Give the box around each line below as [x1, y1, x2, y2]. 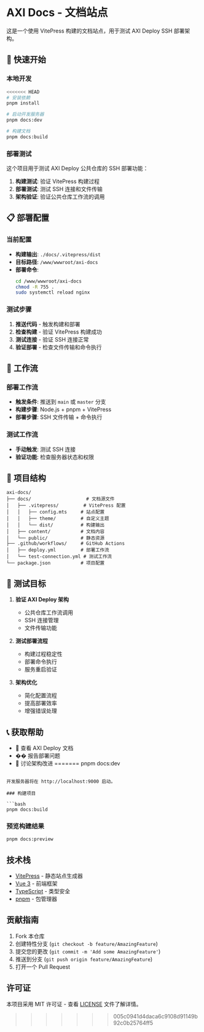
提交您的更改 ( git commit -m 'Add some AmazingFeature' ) [15, 947, 161, 955]
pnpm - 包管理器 [15, 895, 57, 903]
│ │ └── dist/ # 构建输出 [6, 522, 105, 528]
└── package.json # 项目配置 [6, 560, 105, 566]
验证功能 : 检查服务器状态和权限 [15, 453, 94, 461]
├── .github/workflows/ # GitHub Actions [6, 541, 125, 547]
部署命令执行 [24, 658, 57, 665]
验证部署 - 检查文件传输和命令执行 [15, 343, 103, 351]
